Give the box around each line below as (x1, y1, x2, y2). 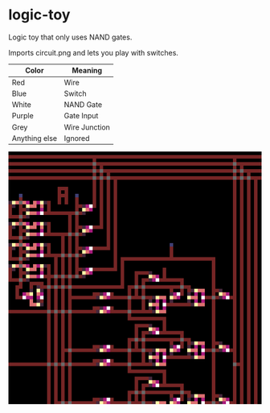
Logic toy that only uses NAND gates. (8, 32, 133, 42)
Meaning (72, 66, 103, 76)
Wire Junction (63, 122, 111, 132)
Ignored (63, 133, 90, 142)
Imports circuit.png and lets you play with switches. (8, 47, 179, 57)
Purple (11, 111, 34, 121)
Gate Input (63, 111, 99, 121)
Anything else (11, 133, 58, 142)
